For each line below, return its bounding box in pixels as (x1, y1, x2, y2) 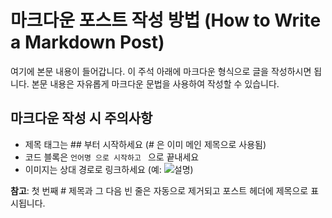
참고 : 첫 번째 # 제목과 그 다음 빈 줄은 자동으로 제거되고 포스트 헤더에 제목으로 (10, 184, 309, 196)
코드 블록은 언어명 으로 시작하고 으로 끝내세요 (24, 151, 200, 163)
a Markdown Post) (10, 31, 165, 54)
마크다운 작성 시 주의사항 (10, 110, 153, 127)
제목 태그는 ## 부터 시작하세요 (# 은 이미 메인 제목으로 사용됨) (24, 138, 267, 150)
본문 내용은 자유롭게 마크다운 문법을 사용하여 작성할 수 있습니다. (31, 77, 280, 90)
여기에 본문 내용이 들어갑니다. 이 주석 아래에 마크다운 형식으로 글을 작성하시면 (10, 65, 312, 77)
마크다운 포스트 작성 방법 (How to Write (10, 9, 322, 32)
